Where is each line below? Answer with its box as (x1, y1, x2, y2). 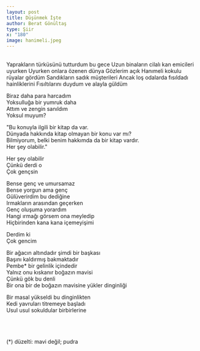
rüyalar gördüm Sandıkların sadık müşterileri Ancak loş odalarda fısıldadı (6, 74, 188, 81)
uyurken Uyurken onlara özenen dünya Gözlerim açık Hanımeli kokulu (6, 67, 182, 74)
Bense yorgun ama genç (6, 186, 69, 194)
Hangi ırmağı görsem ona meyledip (6, 213, 95, 219)
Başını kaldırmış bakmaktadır (6, 255, 79, 263)
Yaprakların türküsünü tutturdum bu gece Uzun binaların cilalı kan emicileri (6, 61, 194, 68)
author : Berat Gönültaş (6, 20, 67, 26)
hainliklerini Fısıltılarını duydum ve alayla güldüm (6, 80, 128, 88)
